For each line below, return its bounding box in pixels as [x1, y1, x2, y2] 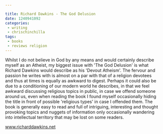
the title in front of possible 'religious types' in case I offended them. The [5, 99, 153, 105]
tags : [5, 34, 16, 39]
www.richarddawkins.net [5, 124, 56, 130]
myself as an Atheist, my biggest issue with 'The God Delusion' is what [5, 62, 149, 68]
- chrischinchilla [7, 30, 45, 35]
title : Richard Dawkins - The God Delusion [5, 11, 96, 16]
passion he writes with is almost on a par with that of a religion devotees [5, 72, 152, 79]
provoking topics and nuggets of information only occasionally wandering [5, 109, 155, 115]
